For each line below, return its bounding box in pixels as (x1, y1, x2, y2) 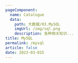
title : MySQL (5, 36, 33, 41)
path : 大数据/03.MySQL (14, 21, 60, 27)
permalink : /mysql (5, 41, 44, 46)
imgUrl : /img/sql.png (14, 26, 60, 31)
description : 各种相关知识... (14, 31, 74, 36)
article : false (5, 45, 38, 50)
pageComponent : (5, 7, 38, 13)
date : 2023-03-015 (5, 50, 44, 55)
